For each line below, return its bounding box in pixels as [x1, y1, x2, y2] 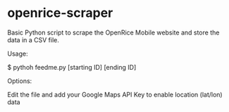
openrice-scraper [7, 5, 113, 21]
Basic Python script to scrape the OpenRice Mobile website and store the [7, 28, 220, 37]
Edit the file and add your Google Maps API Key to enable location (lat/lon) [7, 90, 223, 99]
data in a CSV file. [7, 35, 60, 44]
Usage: [7, 49, 28, 58]
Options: [7, 76, 32, 85]
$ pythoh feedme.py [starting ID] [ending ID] [7, 63, 137, 71]
